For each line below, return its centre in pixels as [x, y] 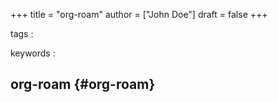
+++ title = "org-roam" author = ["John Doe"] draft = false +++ [139, 14]
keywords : [33, 53]
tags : [22, 33]
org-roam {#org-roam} [83, 84]
